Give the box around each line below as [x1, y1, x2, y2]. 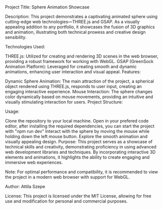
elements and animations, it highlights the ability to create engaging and [5, 154, 150, 160]
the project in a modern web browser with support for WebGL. [5, 174, 130, 180]
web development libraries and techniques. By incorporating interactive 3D [5, 149, 156, 155]
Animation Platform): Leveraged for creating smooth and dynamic [5, 63, 137, 69]
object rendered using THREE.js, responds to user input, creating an [5, 84, 142, 89]
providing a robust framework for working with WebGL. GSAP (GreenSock [5, 59, 154, 64]
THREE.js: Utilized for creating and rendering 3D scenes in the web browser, [5, 53, 159, 59]
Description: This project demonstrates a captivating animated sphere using [5, 14, 158, 19]
